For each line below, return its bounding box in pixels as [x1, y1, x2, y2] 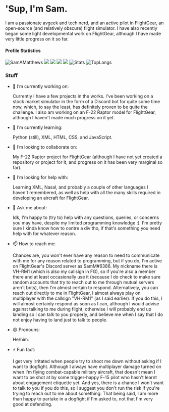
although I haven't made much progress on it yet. [12, 115, 115, 121]
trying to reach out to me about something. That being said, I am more [12, 390, 158, 397]
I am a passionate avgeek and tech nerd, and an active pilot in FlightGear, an [5, 20, 164, 26]
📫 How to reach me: [12, 241, 56, 247]
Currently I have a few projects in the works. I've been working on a [12, 93, 153, 99]
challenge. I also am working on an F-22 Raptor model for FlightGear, [12, 109, 156, 115]
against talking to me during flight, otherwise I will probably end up [12, 306, 152, 312]
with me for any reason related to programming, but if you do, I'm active [12, 258, 162, 264]
